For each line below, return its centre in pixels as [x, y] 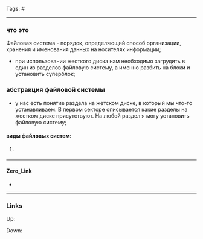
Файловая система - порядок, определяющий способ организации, [94, 43]
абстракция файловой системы [56, 90]
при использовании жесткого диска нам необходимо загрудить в [100, 61]
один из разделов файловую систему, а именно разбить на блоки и [102, 68]
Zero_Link [19, 171]
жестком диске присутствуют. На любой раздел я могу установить [102, 116]
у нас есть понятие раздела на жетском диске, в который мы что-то [104, 103]
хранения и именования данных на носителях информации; [84, 49]
